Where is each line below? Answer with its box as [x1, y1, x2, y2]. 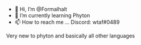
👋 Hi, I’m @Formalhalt [14, 6, 67, 12]
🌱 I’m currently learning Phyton [14, 12, 90, 19]
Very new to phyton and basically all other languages [6, 33, 135, 39]
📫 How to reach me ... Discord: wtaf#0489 [14, 18, 120, 25]
